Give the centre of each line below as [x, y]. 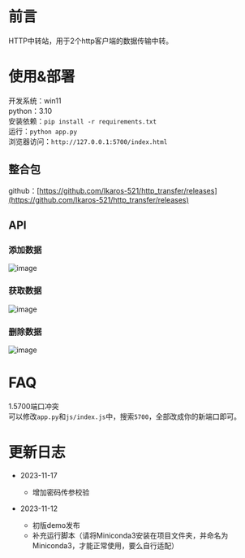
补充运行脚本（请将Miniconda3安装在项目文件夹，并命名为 [130, 535]
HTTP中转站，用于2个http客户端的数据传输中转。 [90, 41]
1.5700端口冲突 [34, 406]
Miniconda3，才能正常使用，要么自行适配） [105, 545]
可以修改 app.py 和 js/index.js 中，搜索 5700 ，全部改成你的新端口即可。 [125, 416]
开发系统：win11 [35, 100]
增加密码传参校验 [61, 492]
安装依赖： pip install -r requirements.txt [82, 121]
